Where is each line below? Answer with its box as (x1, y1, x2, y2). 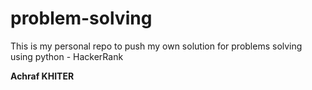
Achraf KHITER (10, 70, 75, 82)
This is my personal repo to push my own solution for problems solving (10, 40, 303, 52)
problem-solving (10, 7, 153, 30)
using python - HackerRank (10, 50, 124, 62)
